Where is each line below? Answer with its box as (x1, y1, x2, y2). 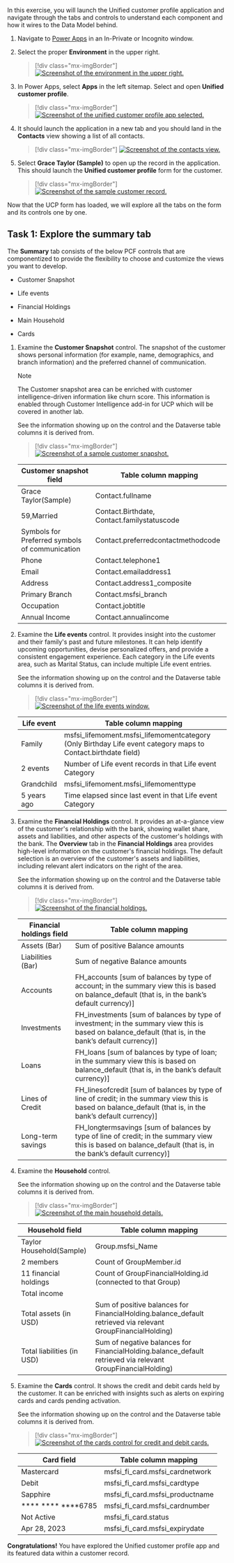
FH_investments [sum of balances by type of (75, 1009, 221, 1019)
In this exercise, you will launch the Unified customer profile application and (7, 6, 225, 14)
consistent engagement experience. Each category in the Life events (17, 652, 215, 661)
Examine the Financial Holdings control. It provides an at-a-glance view (17, 817, 224, 826)
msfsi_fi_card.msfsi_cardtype (104, 1478, 200, 1488)
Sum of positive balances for (95, 1299, 189, 1309)
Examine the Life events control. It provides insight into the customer (17, 630, 216, 638)
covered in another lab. (17, 407, 84, 415)
